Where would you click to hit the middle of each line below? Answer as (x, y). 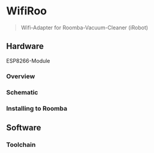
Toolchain (21, 145)
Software (24, 128)
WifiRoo (26, 11)
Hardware (25, 46)
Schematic (22, 92)
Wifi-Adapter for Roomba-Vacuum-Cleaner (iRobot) (84, 27)
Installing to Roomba (37, 108)
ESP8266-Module (28, 60)
